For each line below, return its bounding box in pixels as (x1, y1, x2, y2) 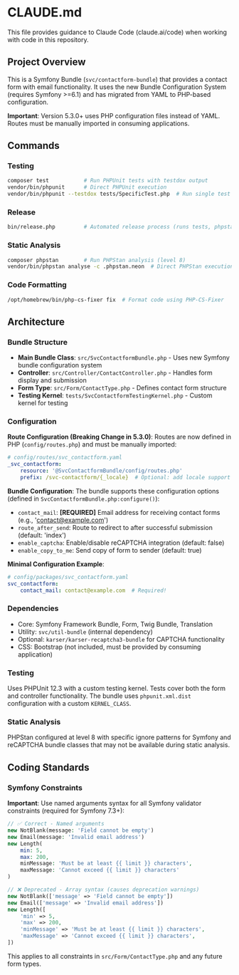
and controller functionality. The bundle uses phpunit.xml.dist (7, 692, 191, 700)
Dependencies (7, 603, 59, 613)
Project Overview (7, 56, 86, 68)
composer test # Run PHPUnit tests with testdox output (7, 177, 208, 184)
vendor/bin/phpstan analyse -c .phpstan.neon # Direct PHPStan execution (7, 263, 234, 271)
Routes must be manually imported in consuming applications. (7, 119, 190, 127)
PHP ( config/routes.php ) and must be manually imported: (7, 440, 177, 449)
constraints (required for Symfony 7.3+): (7, 806, 124, 815)
